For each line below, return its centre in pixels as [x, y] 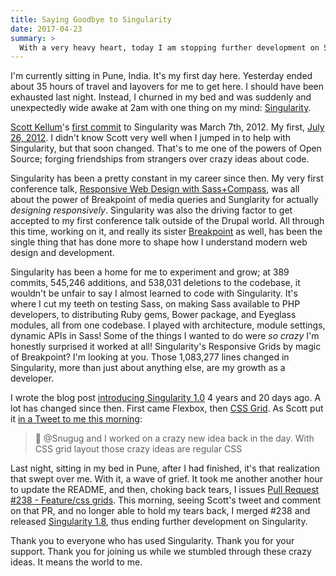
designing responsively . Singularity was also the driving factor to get [151, 210]
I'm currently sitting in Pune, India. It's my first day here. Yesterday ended [161, 76]
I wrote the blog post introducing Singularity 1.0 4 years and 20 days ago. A [166, 398]
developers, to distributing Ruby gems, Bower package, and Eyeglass [153, 315]
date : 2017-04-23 [46, 29]
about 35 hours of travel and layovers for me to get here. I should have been [167, 87]
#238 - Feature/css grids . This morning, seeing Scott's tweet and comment [166, 500]
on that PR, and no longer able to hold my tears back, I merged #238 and [160, 511]
